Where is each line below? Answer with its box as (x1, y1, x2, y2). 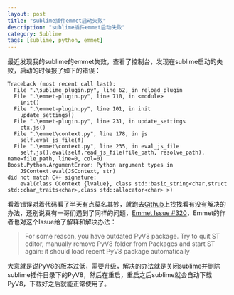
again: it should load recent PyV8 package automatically (24, 247, 190, 256)
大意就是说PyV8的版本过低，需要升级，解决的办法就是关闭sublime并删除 (7, 262, 220, 271)
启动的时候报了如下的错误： (19, 66, 101, 75)
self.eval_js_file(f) (20, 137, 84, 144)
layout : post (7, 10, 46, 18)
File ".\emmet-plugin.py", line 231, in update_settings (14, 118, 186, 125)
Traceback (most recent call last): (7, 81, 116, 88)
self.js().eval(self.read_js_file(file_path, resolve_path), (20, 149, 205, 157)
